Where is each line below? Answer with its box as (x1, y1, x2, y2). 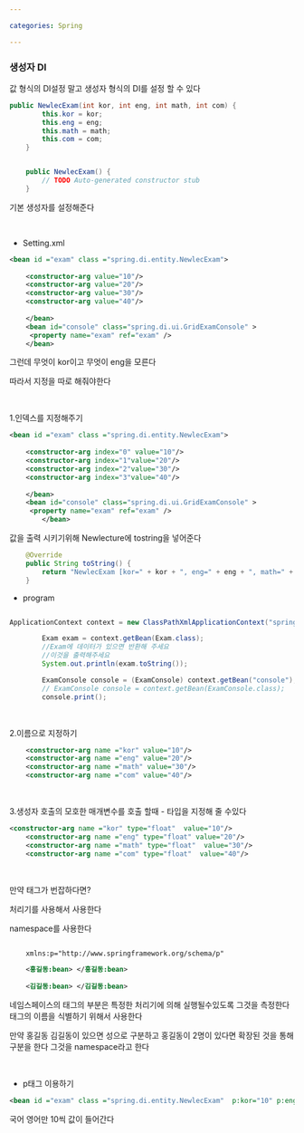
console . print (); (42, 692, 107, 702)
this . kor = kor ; (42, 110, 103, 119)
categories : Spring (9, 21, 83, 30)
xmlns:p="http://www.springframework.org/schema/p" (25, 948, 224, 958)
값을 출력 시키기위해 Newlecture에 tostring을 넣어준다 (9, 533, 202, 543)
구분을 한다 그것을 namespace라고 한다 (9, 1042, 149, 1052)
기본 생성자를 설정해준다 (9, 201, 95, 213)
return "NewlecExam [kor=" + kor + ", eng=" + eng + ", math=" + (42, 567, 294, 576)
